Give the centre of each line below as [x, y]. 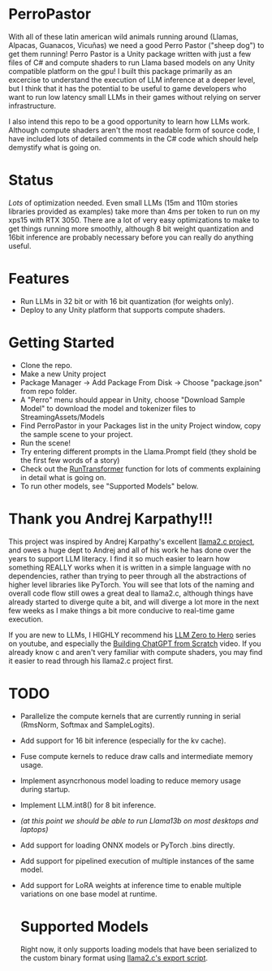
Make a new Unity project [63, 374]
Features [39, 279]
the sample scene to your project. [76, 434]
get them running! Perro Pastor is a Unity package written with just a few [130, 54]
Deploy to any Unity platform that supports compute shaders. [123, 310]
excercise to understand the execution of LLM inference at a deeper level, [132, 80]
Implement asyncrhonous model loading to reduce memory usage [130, 780]
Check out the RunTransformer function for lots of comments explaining [140, 469]
